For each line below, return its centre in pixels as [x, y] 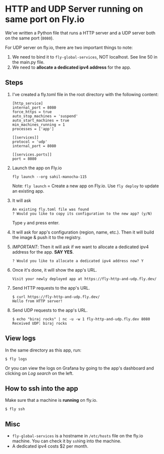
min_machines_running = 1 [38, 125]
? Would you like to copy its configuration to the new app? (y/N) [82, 214]
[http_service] [28, 103]
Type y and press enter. [36, 222]
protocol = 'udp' [30, 142]
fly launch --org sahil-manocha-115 [49, 177]
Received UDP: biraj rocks [40, 323]
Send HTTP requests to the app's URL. [51, 288]
